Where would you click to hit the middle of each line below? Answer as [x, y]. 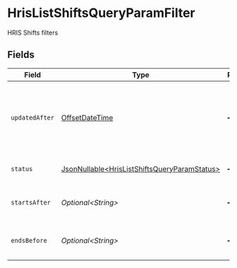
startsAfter [31, 202]
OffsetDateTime [87, 117]
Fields [21, 55]
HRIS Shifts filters [33, 33]
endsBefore [29, 240]
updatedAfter [33, 117]
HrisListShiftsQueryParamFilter [101, 13]
